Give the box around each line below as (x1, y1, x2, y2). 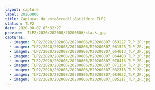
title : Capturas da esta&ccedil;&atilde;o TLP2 (5, 16, 106, 21)
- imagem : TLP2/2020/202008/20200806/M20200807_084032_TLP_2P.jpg (9, 72, 151, 77)
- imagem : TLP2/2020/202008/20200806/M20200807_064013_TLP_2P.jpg (9, 49, 151, 54)
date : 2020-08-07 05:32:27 (5, 26, 61, 31)
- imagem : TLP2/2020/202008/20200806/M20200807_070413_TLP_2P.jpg (9, 58, 151, 63)
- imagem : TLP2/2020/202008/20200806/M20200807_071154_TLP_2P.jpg (9, 63, 151, 68)
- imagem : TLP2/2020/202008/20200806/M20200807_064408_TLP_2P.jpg (9, 53, 151, 59)
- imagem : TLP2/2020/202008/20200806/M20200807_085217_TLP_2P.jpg (9, 77, 151, 82)
